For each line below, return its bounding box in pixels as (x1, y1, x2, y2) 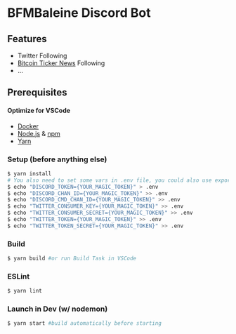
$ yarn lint (7, 288, 42, 295)
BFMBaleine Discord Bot (7, 5, 151, 21)
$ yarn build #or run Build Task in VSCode (7, 255, 137, 262)
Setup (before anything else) (7, 154, 107, 164)
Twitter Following (17, 51, 67, 60)
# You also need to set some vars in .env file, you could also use (7, 177, 212, 184)
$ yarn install (7, 170, 52, 177)
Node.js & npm (17, 129, 61, 138)
